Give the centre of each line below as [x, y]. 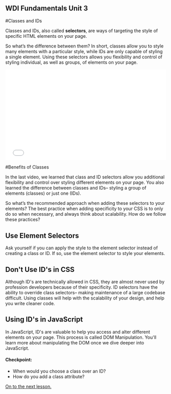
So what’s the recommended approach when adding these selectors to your [85, 203]
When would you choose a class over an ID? [59, 371]
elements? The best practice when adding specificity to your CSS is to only [84, 208]
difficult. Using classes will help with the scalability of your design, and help [85, 298]
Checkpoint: [19, 360]
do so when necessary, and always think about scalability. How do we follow [86, 214]
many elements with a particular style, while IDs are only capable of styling [84, 51]
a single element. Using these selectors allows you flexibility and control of [84, 57]
